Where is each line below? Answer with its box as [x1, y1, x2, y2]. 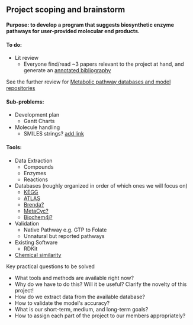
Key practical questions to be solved [6, 263, 95, 270]
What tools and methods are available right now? [14, 274, 134, 281]
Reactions [23, 176, 49, 183]
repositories [6, 85, 36, 92]
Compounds [23, 163, 54, 170]
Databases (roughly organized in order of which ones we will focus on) [14, 182, 188, 189]
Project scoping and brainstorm [6, 5, 126, 15]
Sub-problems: [6, 98, 44, 105]
